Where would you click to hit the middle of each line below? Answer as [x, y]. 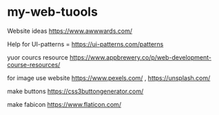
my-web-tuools [53, 12]
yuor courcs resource [38, 57]
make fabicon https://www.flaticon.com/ [64, 104]
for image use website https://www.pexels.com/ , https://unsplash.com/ [109, 78]
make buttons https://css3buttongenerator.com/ [75, 91]
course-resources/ [34, 64]
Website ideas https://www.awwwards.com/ [70, 31]
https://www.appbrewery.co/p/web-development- [141, 57]
